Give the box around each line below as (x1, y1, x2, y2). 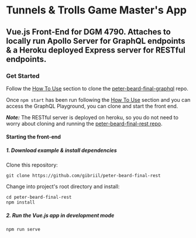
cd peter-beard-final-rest (6, 194, 72, 201)
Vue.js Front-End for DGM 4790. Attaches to (6, 27, 171, 37)
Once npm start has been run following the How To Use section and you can (6, 96, 191, 103)
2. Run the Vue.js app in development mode (6, 212, 115, 219)
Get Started (6, 71, 40, 80)
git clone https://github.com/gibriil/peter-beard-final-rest (6, 173, 161, 179)
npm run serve (6, 226, 41, 233)
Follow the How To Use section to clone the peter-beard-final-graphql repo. (6, 85, 189, 92)
